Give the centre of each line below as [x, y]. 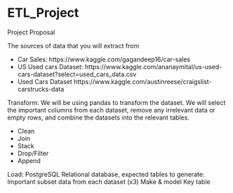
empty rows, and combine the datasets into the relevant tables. [98, 117]
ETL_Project [43, 13]
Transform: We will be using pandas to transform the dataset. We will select [116, 102]
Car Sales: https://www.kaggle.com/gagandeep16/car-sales [104, 59]
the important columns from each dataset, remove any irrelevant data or [111, 110]
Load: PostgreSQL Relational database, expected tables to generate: [106, 174]
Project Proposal [31, 32]
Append [29, 160]
